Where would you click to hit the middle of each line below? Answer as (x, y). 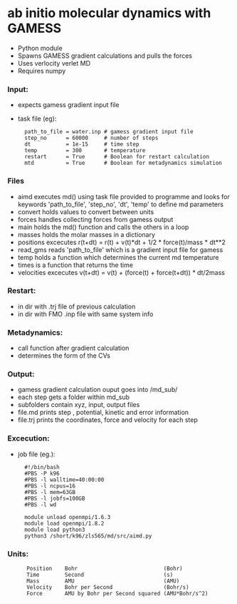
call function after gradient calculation (73, 348)
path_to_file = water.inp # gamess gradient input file (109, 132)
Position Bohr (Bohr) (104, 569)
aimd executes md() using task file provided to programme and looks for (123, 196)
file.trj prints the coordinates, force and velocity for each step (107, 420)
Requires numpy (42, 71)
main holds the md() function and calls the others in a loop (103, 227)
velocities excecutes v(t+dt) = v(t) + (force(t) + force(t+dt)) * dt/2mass (121, 272)
